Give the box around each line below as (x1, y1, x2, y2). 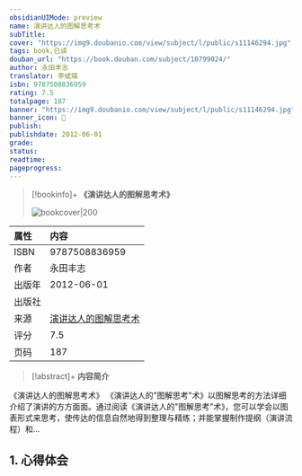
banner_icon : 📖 (9, 113, 67, 122)
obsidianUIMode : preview (9, 13, 102, 22)
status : (9, 146, 39, 155)
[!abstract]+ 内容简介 (31, 371, 110, 382)
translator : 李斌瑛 (9, 72, 78, 81)
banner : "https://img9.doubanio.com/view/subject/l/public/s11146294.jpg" (9, 105, 296, 114)
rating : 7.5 (9, 88, 54, 97)
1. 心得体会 (9, 453, 69, 468)
